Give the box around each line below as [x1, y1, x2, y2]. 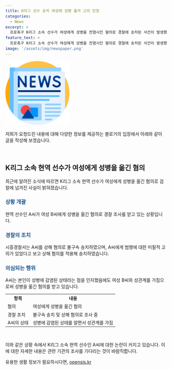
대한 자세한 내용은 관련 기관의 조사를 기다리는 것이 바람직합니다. [10, 348, 138, 354]
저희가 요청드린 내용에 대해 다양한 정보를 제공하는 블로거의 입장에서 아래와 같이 [5, 130, 163, 137]
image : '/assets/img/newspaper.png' [5, 46, 83, 51]
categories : [5, 13, 31, 19]
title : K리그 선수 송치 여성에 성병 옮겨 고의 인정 [5, 8, 100, 13]
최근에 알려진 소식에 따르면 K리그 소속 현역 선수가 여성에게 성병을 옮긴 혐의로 [5, 178, 159, 184]
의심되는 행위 [5, 265, 36, 272]
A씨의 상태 [7, 319, 29, 325]
